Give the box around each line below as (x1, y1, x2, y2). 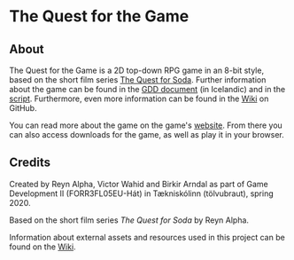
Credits (9, 155, 51, 170)
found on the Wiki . (9, 241, 77, 252)
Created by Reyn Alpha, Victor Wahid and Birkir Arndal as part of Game (9, 178, 268, 189)
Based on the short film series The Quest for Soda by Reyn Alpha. (9, 215, 250, 225)
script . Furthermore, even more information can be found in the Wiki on (9, 93, 269, 104)
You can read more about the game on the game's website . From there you (9, 120, 283, 130)
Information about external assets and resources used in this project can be (9, 232, 285, 242)
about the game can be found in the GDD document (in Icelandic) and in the (9, 84, 286, 94)
